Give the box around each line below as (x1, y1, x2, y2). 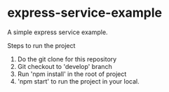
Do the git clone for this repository (17, 54, 117, 63)
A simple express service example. (7, 28, 108, 36)
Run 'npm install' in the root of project (17, 70, 127, 78)
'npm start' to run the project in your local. (17, 77, 140, 85)
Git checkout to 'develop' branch (17, 62, 112, 70)
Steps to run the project (7, 41, 76, 49)
